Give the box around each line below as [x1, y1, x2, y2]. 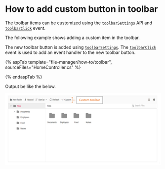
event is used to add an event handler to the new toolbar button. [5, 49, 136, 55]
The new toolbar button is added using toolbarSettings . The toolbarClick [5, 44, 157, 50]
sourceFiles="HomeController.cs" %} [5, 64, 81, 70]
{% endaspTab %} [5, 74, 42, 80]
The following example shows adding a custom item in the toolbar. [5, 35, 140, 41]
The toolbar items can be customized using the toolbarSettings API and [5, 20, 152, 26]
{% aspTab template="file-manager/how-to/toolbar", [5, 59, 112, 65]
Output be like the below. [5, 83, 56, 89]
